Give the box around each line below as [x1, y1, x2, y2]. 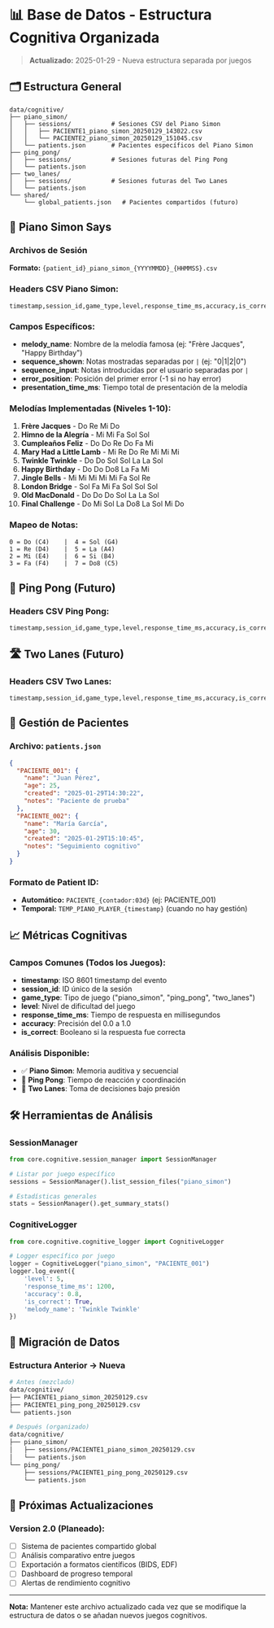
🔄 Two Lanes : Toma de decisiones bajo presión [20, 1084, 180, 1093]
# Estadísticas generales [9, 1192, 97, 1200]
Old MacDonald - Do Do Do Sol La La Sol [20, 491, 159, 500]
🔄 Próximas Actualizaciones [9, 1498, 154, 1512]
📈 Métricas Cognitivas [9, 928, 128, 942]
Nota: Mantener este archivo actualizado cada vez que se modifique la [9, 1602, 247, 1612]
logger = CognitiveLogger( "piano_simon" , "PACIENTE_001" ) [9, 1259, 210, 1268]
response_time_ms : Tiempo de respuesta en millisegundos [20, 1010, 221, 1019]
